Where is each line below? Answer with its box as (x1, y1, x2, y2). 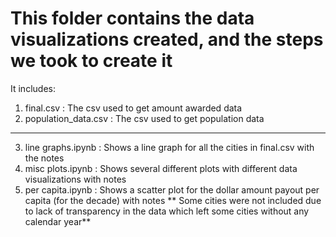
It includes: (10, 82, 56, 94)
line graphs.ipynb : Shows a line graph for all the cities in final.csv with (24, 141, 315, 153)
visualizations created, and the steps (10, 28, 324, 51)
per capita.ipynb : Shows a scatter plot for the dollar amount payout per (24, 183, 320, 196)
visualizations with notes (24, 173, 127, 185)
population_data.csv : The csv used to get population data (24, 112, 265, 124)
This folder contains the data (10, 7, 255, 30)
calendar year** (24, 215, 92, 227)
